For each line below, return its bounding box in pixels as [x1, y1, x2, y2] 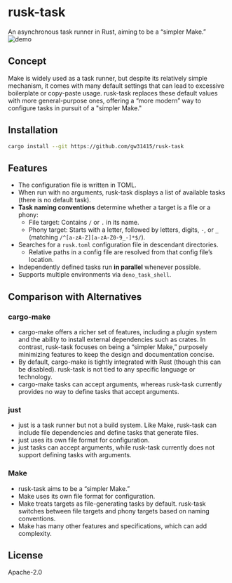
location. [28, 256, 55, 264]
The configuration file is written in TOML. [18, 181, 137, 190]
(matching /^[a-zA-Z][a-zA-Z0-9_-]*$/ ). [28, 233, 146, 242]
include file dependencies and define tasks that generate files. [18, 428, 199, 437]
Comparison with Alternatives [8, 291, 142, 303]
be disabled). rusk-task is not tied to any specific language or [18, 365, 196, 373]
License [8, 549, 43, 561]
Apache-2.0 [8, 568, 43, 577]
